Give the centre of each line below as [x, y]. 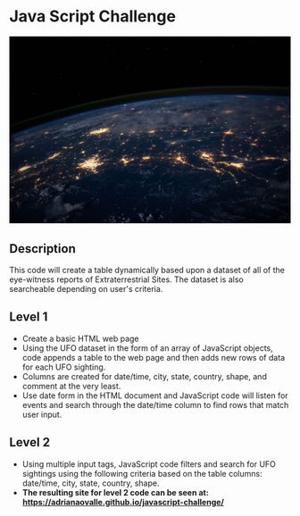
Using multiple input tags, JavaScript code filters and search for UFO [149, 464]
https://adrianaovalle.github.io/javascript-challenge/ [123, 502]
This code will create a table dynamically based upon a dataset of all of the [147, 270]
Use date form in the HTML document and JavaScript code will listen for [155, 395]
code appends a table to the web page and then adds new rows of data [154, 357]
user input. [42, 414]
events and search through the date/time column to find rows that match [155, 404]
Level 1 [29, 317]
